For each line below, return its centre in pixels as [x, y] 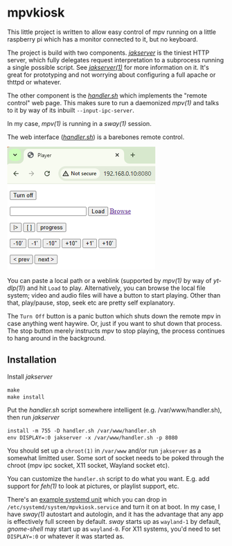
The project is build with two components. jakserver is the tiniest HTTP [108, 53]
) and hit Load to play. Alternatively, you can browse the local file [114, 288]
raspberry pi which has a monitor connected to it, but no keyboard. [103, 39]
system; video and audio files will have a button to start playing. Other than [114, 295]
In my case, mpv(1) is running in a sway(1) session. [80, 123]
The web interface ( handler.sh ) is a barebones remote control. [96, 137]
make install [26, 397]
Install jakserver [30, 376]
